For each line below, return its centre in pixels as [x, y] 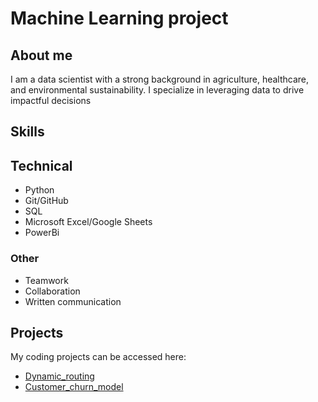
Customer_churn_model [74, 387]
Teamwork [46, 280]
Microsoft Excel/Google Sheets [88, 222]
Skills [27, 132]
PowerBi [42, 233]
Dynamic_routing [59, 376]
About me [41, 55]
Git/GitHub [46, 201]
